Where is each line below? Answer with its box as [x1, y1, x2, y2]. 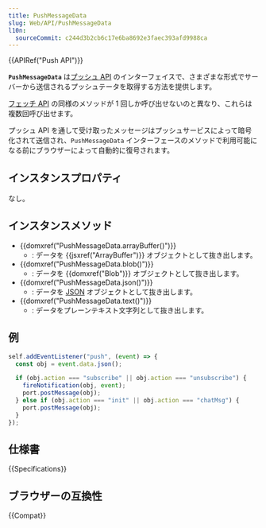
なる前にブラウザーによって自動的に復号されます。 [8, 146, 175, 155]
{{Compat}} [8, 511, 46, 521]
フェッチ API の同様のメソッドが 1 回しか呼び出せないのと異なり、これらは [8, 99, 253, 108]
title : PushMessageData [8, 11, 87, 20]
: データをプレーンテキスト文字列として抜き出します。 [31, 305, 209, 315]
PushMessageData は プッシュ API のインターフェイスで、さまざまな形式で [8, 72, 245, 82]
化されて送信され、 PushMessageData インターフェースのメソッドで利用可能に [8, 136, 258, 146]
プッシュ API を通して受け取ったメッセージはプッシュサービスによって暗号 [8, 126, 253, 135]
